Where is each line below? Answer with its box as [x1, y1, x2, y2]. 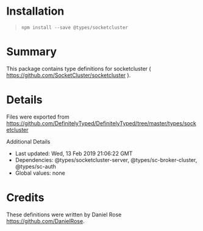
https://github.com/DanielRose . [6, 217, 85, 224]
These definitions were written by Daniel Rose [6, 211, 122, 218]
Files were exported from [6, 113, 69, 120]
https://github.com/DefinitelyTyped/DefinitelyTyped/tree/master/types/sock [6, 119, 196, 127]
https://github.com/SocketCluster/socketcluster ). [6, 71, 131, 79]
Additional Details [6, 137, 51, 145]
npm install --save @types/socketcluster [21, 24, 128, 31]
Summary [6, 45, 57, 59]
